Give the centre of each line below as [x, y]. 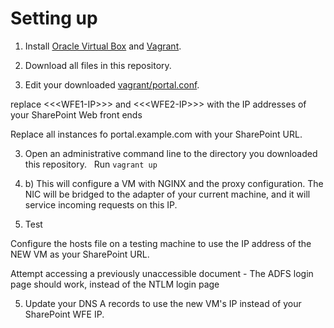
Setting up [54, 18]
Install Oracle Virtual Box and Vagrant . [103, 46]
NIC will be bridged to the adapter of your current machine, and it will [167, 194]
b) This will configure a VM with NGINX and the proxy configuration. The [174, 183]
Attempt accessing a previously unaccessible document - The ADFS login [162, 273]
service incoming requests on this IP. [101, 204]
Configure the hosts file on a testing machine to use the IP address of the [161, 243]
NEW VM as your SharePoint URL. [80, 254]
